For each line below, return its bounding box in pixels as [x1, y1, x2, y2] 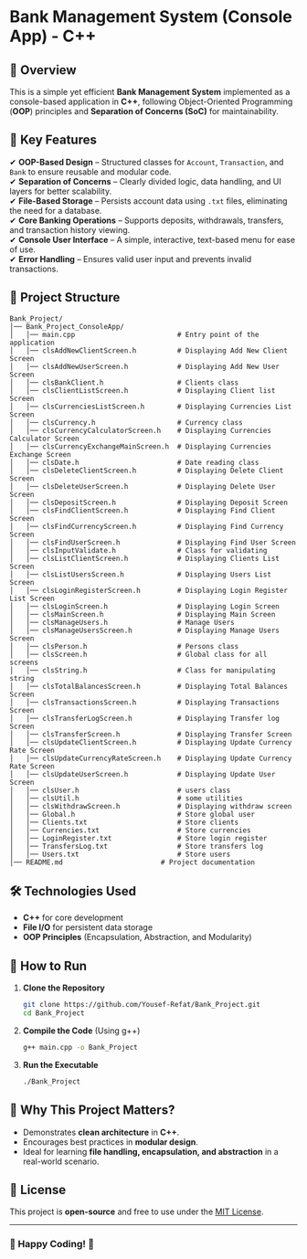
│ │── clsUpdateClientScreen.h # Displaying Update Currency [9, 737, 292, 746]
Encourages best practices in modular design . [22, 1136, 199, 1148]
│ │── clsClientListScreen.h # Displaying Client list [9, 386, 276, 395]
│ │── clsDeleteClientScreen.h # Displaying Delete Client [9, 466, 284, 475]
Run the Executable [22, 1059, 99, 1070]
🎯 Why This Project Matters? [9, 1103, 175, 1118]
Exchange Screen [9, 450, 71, 459]
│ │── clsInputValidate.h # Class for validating [9, 545, 268, 555]
